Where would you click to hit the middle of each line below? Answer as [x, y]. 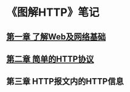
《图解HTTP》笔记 [53, 12]
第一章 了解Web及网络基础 [56, 37]
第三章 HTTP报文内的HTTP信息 [65, 81]
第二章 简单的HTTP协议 [50, 59]
